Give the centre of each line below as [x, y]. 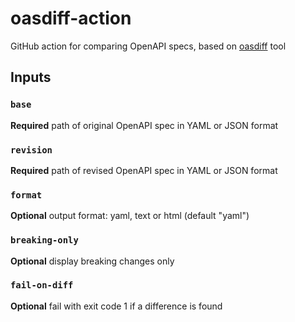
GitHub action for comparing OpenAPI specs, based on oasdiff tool [148, 46]
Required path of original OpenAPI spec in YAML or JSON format [144, 125]
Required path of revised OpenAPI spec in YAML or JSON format [144, 170]
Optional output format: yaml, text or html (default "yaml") [130, 216]
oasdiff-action [71, 18]
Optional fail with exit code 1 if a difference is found [116, 306]
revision [31, 150]
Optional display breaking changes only [92, 261]
